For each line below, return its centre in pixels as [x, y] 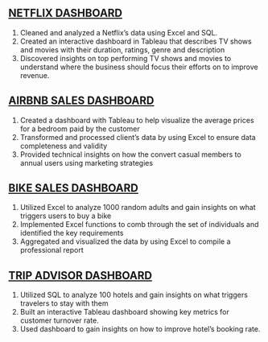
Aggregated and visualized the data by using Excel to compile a [125, 241]
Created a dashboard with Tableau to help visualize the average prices [137, 120]
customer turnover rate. [59, 320]
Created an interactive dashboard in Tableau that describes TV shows [136, 41]
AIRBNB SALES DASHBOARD [81, 101]
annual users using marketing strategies [87, 163]
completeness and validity [64, 146]
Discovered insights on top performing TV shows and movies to [126, 58]
